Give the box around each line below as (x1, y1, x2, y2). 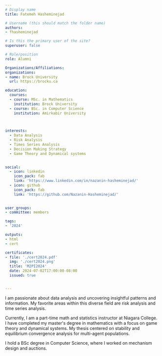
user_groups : (5, 205, 32, 210)
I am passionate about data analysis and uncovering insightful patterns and (5, 295, 156, 301)
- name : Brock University (5, 75, 58, 79)
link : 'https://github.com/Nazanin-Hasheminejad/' (14, 192, 119, 197)
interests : (5, 128, 27, 133)
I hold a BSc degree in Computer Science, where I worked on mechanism (5, 340, 152, 346)
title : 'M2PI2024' (9, 264, 47, 269)
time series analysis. (5, 305, 46, 311)
